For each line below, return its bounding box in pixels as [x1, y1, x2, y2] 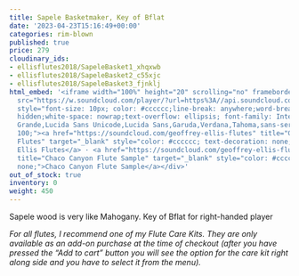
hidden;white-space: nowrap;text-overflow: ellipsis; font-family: [17, 112, 273, 121]
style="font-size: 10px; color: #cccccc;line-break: [17, 104, 217, 113]
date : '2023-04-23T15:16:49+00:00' [9, 21, 141, 30]
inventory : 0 [9, 179, 58, 188]
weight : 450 [9, 187, 53, 196]
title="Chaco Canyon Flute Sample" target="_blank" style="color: [17, 153, 269, 163]
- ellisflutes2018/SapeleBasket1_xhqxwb [9, 63, 162, 72]
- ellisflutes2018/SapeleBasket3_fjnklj [9, 79, 162, 88]
